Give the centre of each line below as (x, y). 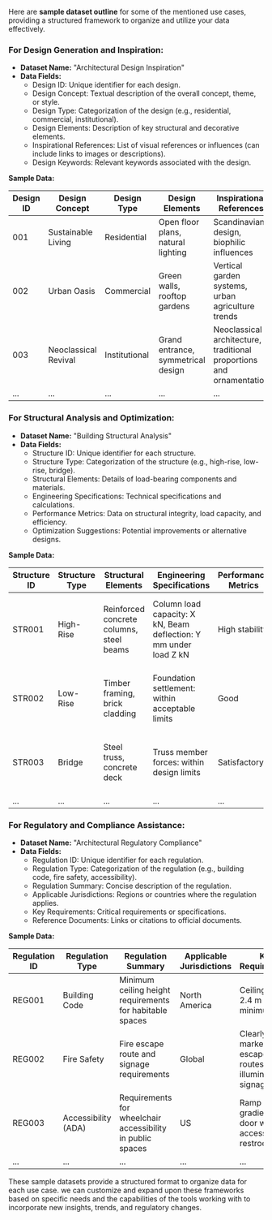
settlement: (174, 688)
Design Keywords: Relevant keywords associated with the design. (142, 162)
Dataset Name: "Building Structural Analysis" (96, 435)
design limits (176, 772)
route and (137, 1054)
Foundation (174, 678)
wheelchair (140, 1118)
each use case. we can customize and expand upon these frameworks (126, 1190)
